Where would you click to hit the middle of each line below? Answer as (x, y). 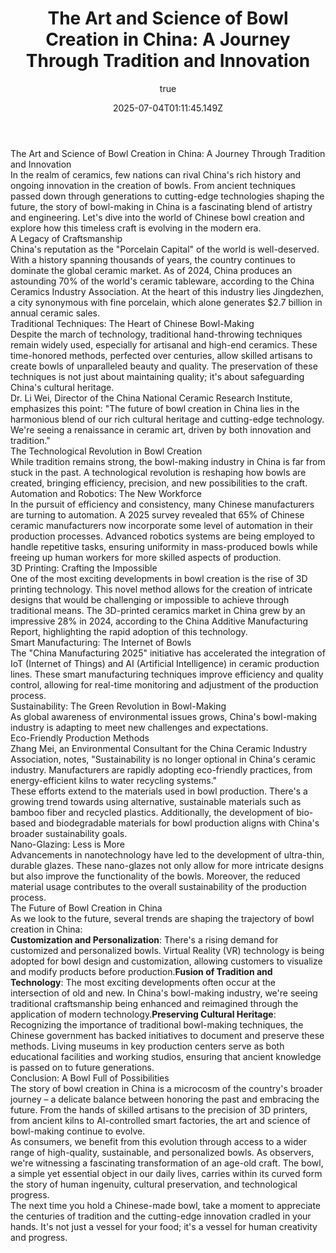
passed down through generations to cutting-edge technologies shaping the (167, 196)
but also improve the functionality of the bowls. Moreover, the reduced (155, 876)
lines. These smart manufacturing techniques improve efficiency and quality (167, 674)
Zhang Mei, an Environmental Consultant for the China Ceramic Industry (159, 748)
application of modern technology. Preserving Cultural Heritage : (143, 1014)
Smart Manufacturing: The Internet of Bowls (101, 642)
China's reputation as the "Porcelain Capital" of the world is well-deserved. (165, 249)
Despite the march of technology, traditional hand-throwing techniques (156, 334)
